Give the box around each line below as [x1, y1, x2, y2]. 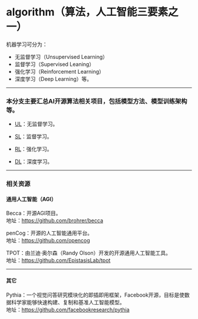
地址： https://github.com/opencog [6, 237, 90, 244]
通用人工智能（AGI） [6, 195, 57, 202]
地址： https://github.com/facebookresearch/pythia [6, 306, 130, 313]
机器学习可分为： [6, 41, 48, 48]
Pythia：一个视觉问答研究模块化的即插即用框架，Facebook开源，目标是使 [6, 291, 185, 298]
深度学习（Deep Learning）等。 [14, 75, 93, 83]
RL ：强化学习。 [14, 146, 52, 153]
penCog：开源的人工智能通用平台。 [6, 229, 93, 236]
